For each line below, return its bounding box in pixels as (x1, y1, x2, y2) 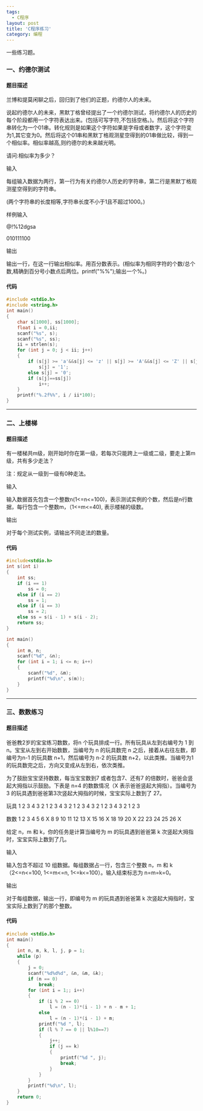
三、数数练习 (6, 708, 44, 716)
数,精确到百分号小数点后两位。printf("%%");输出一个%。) (6, 267, 147, 275)
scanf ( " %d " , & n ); (17, 653, 61, 660)
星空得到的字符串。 (11, 185, 59, 192)
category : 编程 (6, 31, 43, 38)
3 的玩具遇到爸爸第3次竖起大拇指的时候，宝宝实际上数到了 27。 (6, 789, 165, 796)
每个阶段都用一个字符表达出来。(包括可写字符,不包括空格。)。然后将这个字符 (6, 116, 195, 124)
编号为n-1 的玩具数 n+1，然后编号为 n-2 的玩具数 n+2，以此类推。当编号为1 (6, 754, 194, 761)
